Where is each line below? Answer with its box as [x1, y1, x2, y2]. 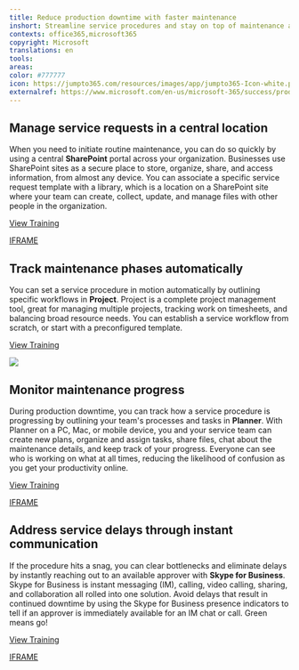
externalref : [9, 87, 58, 96]
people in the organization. [9, 201, 108, 212]
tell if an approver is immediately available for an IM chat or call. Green [9, 607, 268, 618]
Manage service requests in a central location [9, 120, 269, 135]
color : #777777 [9, 71, 66, 80]
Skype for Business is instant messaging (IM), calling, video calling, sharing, [9, 579, 287, 590]
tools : [9, 54, 34, 63]
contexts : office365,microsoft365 [9, 29, 138, 38]
